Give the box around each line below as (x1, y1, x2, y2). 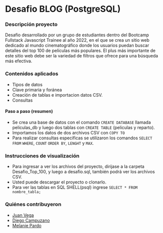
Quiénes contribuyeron (5, 201, 62, 208)
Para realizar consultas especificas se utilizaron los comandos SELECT (12, 135, 153, 141)
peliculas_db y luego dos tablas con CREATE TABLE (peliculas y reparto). (12, 124, 155, 130)
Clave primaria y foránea (12, 87, 62, 93)
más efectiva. (5, 58, 33, 64)
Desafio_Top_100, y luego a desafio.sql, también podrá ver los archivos (12, 169, 155, 175)
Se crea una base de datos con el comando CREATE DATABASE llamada (12, 119, 151, 125)
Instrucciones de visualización (5, 152, 80, 159)
